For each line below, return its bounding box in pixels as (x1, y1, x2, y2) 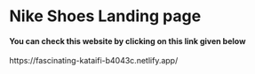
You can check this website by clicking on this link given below (9, 35, 246, 46)
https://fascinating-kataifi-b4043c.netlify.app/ (9, 55, 179, 66)
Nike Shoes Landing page (9, 6, 202, 26)
